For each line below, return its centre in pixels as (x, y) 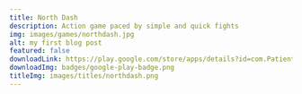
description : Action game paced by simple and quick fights (124, 26)
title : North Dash (44, 17)
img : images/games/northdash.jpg (72, 34)
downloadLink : (36, 59)
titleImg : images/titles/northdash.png (84, 76)
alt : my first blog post (56, 43)
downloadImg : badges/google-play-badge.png (92, 68)
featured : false (40, 51)
